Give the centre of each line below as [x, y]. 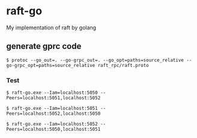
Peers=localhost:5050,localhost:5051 [53, 130]
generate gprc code [44, 46]
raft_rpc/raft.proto [123, 65]
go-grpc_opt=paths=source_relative [51, 65]
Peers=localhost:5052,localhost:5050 [53, 114]
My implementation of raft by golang [51, 27]
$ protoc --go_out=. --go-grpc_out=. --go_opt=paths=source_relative [95, 60]
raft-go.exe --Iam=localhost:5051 [55, 109]
